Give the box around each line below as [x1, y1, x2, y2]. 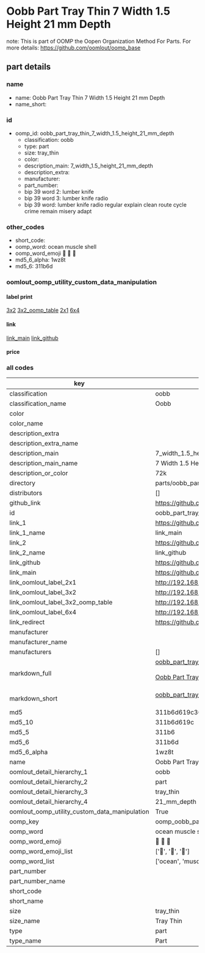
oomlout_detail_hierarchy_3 [9, 787, 88, 796]
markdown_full [9, 669, 52, 678]
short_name [9, 897, 44, 905]
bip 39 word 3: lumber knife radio [24, 194, 109, 202]
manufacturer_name [9, 638, 68, 646]
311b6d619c [155, 718, 194, 727]
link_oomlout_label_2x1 [9, 578, 77, 587]
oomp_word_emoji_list [9, 847, 73, 856]
